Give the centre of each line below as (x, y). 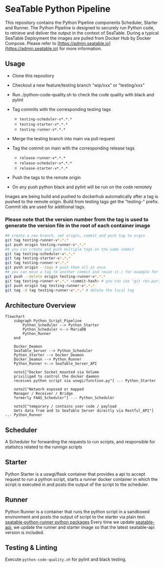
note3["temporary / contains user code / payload (65, 407)
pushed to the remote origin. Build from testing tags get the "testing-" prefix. (82, 201)
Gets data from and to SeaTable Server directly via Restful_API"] (84, 411)
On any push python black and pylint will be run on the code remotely (82, 187)
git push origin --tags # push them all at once (55, 267)
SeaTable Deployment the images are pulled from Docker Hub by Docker (78, 38)
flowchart (15, 317)
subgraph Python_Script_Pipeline (48, 321)
